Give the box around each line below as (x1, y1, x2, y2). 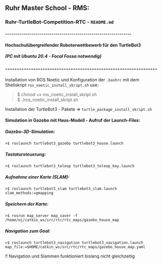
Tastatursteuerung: (5, 152, 46, 157)
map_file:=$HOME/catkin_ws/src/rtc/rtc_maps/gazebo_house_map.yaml (5, 245, 146, 250)
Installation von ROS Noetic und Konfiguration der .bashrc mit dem (5, 77, 139, 82)
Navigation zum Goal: (5, 228, 50, 234)
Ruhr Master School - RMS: (5, 4, 90, 12)
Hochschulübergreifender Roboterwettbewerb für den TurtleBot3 (5, 42, 141, 48)
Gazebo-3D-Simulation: (5, 129, 55, 134)
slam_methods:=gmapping (5, 191, 54, 196)
